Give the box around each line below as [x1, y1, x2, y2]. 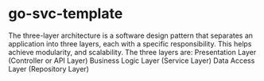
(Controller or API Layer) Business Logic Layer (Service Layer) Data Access [8, 56, 255, 65]
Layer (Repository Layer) [8, 64, 90, 73]
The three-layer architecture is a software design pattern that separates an [8, 31, 253, 40]
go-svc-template [8, 5, 123, 23]
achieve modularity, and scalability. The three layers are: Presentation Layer [8, 47, 257, 57]
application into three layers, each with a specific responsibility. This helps [8, 39, 252, 48]
